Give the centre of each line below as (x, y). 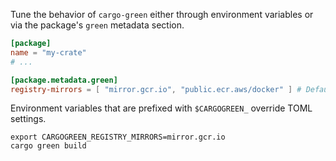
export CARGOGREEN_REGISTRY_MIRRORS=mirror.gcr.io (118, 137)
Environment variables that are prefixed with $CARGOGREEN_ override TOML (161, 108)
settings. (28, 119)
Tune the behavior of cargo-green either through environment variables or (162, 14)
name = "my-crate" (48, 52)
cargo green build (48, 146)
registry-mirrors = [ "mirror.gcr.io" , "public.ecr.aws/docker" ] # (156, 89)
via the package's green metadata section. (97, 25)
